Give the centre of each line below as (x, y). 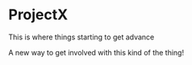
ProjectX (38, 15)
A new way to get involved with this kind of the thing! (96, 52)
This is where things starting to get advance (81, 37)
